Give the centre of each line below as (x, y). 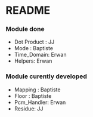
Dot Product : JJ (34, 42)
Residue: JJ (29, 109)
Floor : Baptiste (33, 96)
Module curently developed (46, 76)
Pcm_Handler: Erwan (40, 102)
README (28, 10)
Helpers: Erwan (33, 61)
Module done (25, 29)
